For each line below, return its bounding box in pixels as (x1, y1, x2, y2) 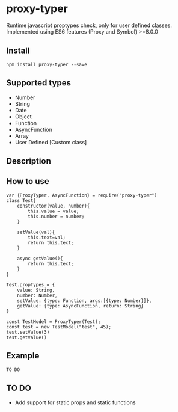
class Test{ (6, 197, 36, 203)
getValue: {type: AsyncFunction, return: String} (17, 303, 144, 309)
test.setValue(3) (6, 329, 50, 335)
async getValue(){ (17, 255, 63, 262)
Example (6, 351, 40, 361)
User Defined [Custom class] (14, 138, 87, 146)
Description (6, 156, 51, 166)
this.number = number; (28, 213, 85, 220)
